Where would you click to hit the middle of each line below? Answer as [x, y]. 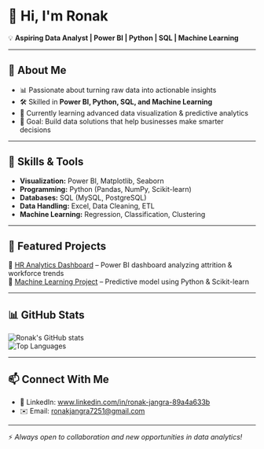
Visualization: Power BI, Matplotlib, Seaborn [92, 181]
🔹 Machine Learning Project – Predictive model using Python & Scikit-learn [129, 282]
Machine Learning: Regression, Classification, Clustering [112, 214]
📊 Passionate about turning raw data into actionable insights [118, 90]
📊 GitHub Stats [46, 315]
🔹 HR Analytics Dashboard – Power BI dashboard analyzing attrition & [120, 265]
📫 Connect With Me [59, 379]
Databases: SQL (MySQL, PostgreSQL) [83, 197]
